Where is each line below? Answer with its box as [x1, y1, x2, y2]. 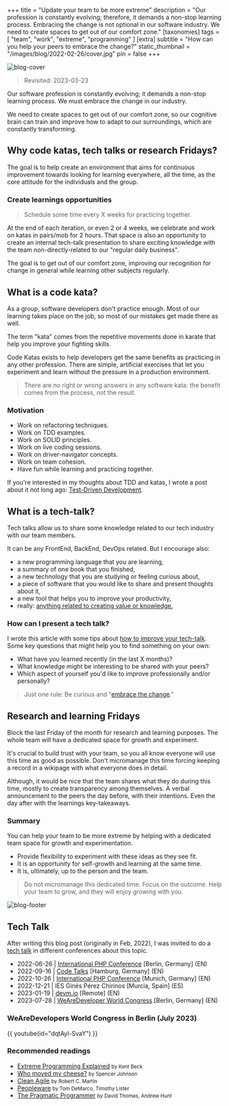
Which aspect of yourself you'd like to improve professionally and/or [16, 670, 210, 678]
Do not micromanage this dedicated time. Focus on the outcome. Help [23, 880, 222, 889]
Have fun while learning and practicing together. [16, 465, 154, 473]
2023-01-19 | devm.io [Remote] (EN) [16, 989, 120, 997]
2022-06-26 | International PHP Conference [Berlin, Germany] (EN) [16, 959, 208, 968]
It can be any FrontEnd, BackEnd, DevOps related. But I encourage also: [7, 545, 210, 553]
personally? [16, 677, 50, 685]
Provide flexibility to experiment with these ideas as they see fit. [16, 852, 197, 860]
